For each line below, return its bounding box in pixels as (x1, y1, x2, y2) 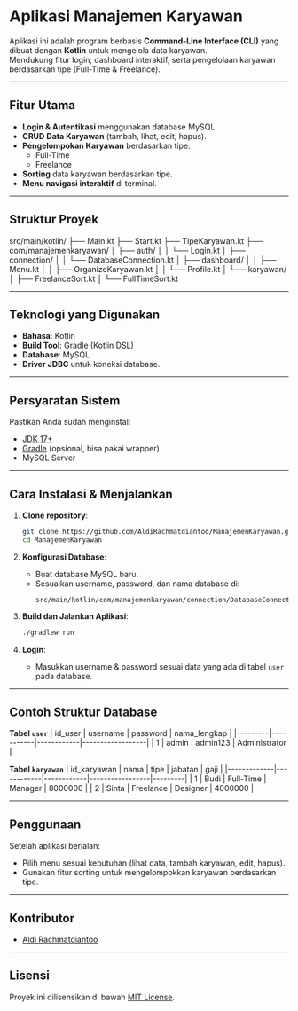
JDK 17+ (21, 434, 53, 444)
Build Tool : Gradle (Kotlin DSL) (21, 340, 135, 351)
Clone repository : (21, 510, 89, 521)
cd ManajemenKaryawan (21, 535, 102, 545)
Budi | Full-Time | (204, 773, 267, 784)
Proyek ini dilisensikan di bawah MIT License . (9, 991, 176, 1002)
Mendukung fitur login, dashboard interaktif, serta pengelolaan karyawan (9, 54, 276, 65)
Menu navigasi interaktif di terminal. (21, 177, 157, 188)
